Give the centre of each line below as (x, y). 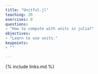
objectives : (18, 33)
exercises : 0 (19, 19)
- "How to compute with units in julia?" (50, 29)
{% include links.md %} (30, 66)
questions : (17, 24)
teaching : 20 (19, 15)
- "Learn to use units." (31, 39)
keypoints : (17, 43)
